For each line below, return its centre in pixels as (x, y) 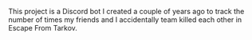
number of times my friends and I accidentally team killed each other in (125, 20)
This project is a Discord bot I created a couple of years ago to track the (126, 11)
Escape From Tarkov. (43, 28)
